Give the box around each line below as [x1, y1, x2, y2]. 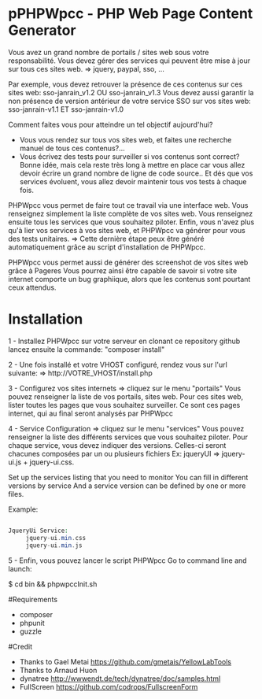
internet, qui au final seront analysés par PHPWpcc [8, 409, 173, 418]
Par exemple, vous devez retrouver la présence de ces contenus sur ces [8, 80, 243, 89]
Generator [8, 21, 76, 39]
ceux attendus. [8, 283, 57, 292]
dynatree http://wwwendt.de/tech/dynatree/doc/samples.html [19, 674, 221, 683]
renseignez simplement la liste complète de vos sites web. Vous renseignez [8, 209, 253, 218]
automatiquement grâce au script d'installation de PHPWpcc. [8, 242, 206, 252]
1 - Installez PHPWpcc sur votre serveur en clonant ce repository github [8, 336, 241, 346]
